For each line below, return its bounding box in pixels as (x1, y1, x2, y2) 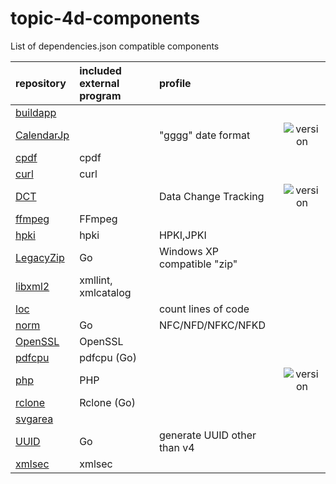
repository (15, 76, 67, 90)
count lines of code (158, 302, 250, 316)
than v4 (158, 440, 195, 454)
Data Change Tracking (158, 189, 265, 203)
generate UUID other (158, 428, 257, 442)
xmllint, (79, 273, 113, 287)
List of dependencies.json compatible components (10, 40, 220, 52)
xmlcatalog (79, 285, 132, 299)
